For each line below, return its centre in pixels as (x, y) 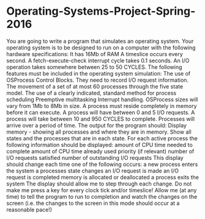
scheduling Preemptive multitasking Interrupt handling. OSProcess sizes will (102, 99)
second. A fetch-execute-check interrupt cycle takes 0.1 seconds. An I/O (98, 60)
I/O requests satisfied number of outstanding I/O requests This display (95, 157)
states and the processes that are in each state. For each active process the (102, 138)
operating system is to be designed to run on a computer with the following (101, 48)
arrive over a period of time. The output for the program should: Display (96, 125)
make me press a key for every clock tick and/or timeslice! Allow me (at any (102, 190)
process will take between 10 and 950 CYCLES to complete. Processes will (100, 119)
